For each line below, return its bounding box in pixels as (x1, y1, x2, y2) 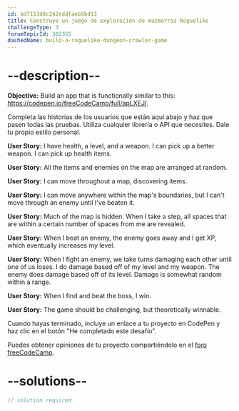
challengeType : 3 (7, 24, 59, 31)
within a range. (7, 278, 51, 286)
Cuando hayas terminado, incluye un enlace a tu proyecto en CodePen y (7, 319, 220, 328)
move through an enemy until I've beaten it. (7, 198, 136, 207)
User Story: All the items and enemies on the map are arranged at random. (7, 163, 228, 172)
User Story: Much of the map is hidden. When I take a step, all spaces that (7, 212, 227, 221)
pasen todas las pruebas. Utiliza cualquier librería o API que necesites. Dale (7, 121, 230, 129)
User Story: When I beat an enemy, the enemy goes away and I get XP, (7, 233, 217, 243)
